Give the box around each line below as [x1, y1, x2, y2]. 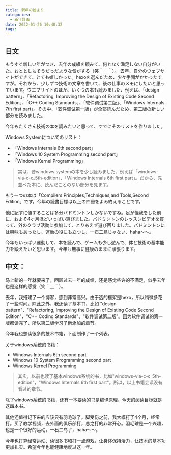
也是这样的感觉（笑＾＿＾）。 [5, 283, 66, 289]
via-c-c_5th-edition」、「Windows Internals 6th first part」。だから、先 [17, 175, 162, 181]
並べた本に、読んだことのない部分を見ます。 [17, 181, 111, 187]
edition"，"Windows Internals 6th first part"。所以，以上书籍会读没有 [17, 379, 163, 385]
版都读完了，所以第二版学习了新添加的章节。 [5, 320, 99, 326]
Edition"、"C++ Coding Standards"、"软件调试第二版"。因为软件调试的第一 [5, 313, 163, 320]
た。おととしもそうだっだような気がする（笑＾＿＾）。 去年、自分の [5, 67, 147, 74]
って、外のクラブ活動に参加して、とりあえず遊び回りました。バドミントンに [5, 222, 165, 228]
